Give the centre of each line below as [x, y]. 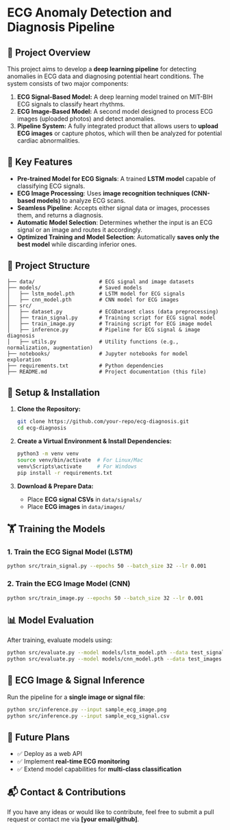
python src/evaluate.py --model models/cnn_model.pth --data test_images [115, 659]
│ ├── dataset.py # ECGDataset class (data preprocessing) [113, 311]
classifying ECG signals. [51, 186]
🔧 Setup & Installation [54, 393]
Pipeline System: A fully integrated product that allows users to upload [118, 126]
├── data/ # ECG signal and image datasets [101, 282]
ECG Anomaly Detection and [90, 13]
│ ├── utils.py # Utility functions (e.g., [93, 342]
